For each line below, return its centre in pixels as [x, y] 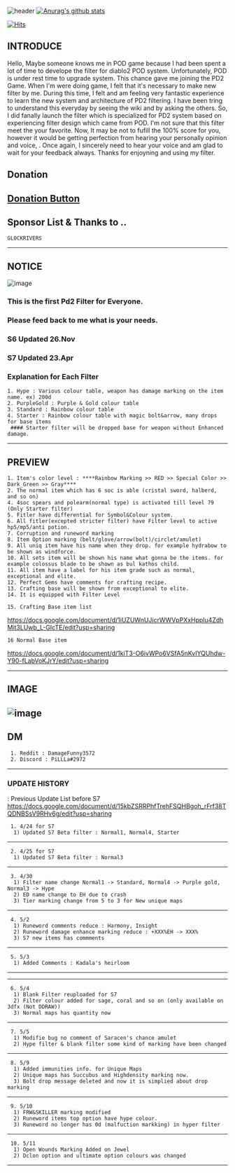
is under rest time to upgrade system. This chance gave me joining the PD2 [116, 78]
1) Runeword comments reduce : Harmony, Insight [86, 926]
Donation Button [44, 199]
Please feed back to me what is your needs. [83, 320]
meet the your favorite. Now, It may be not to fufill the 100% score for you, [114, 130]
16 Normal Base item [37, 640]
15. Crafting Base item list [50, 607]
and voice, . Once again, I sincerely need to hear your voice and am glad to [115, 145]
